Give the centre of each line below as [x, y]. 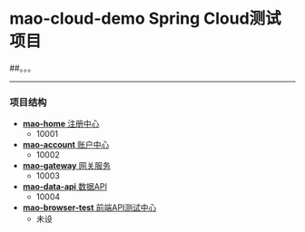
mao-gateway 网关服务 [67, 166]
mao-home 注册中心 [61, 124]
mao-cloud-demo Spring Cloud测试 [145, 19]
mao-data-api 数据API [64, 187]
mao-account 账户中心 [66, 145]
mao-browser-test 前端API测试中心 [89, 208]
